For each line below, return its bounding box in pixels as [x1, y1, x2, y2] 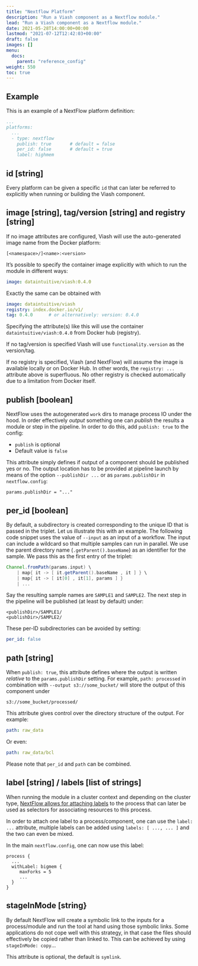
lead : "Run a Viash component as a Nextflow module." [6, 20, 142, 26]
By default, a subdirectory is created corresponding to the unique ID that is [6, 521, 189, 528]
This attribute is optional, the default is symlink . [6, 953, 122, 960]
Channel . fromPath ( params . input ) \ [6, 564, 92, 570]
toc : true [6, 70, 31, 75]
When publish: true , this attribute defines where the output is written [6, 669, 177, 676]
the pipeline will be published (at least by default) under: [6, 598, 144, 605]
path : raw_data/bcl [6, 750, 55, 756]
